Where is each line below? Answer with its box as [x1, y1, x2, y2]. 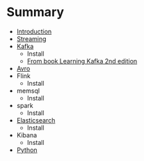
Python [16, 146, 38, 154]
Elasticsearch [16, 116, 56, 124]
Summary [6, 4, 64, 20]
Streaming [16, 34, 47, 43]
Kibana [16, 130, 38, 139]
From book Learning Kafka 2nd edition [26, 56, 138, 65]
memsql [16, 86, 40, 95]
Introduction [16, 27, 52, 36]
